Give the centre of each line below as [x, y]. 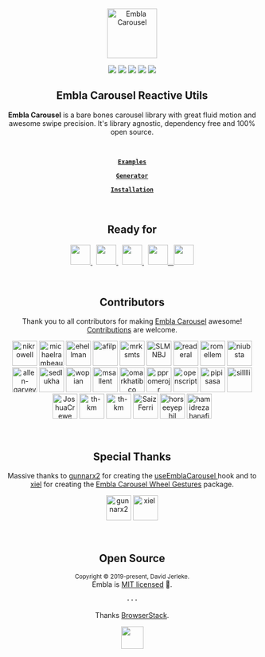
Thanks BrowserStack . [132, 616]
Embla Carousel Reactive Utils [132, 96]
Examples [132, 162]
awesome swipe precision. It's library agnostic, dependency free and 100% [132, 123]
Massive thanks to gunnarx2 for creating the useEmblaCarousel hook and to [132, 476]
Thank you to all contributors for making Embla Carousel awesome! [132, 321]
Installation [132, 190]
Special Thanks [132, 456]
